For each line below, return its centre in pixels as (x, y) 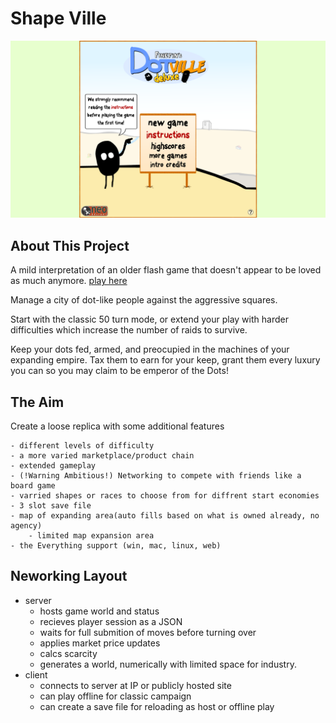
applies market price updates (100, 643)
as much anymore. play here (69, 281)
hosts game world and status (99, 611)
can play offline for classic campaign (115, 696)
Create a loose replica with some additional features (117, 426)
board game (33, 486)
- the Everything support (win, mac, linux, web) (116, 546)
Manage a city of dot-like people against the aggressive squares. (144, 300)
